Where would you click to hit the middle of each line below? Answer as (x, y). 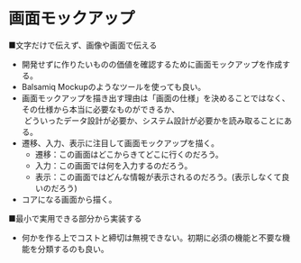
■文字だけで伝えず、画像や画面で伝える (83, 45)
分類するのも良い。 (73, 249)
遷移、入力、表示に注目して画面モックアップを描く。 (120, 143)
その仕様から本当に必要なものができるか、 (100, 109)
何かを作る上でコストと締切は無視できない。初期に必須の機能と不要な (152, 237)
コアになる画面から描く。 (69, 199)
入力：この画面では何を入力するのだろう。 (114, 165)
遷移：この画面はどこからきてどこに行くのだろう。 (129, 154)
